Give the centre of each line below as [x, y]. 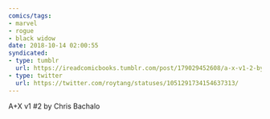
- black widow [32, 38]
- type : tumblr [34, 61]
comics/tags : [30, 16]
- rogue [21, 31]
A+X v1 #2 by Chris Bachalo [54, 106]
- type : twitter [35, 76]
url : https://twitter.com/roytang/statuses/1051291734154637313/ [127, 83]
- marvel [23, 23]
